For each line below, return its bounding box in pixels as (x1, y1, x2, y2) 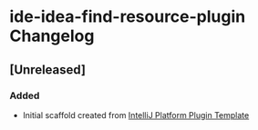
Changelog (9, 25, 95, 46)
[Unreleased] (9, 62, 87, 77)
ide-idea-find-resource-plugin (9, 6, 246, 27)
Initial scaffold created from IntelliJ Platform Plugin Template (22, 109, 250, 120)
